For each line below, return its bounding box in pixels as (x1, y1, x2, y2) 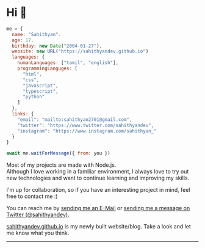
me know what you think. (6, 229, 70, 237)
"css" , (22, 76, 40, 83)
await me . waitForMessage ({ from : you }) (6, 150, 111, 156)
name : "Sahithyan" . (12, 31, 62, 37)
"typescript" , (22, 88, 59, 94)
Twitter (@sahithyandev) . (6, 211, 70, 219)
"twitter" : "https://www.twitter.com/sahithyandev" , (17, 122, 154, 128)
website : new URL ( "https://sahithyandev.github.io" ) (12, 48, 149, 54)
